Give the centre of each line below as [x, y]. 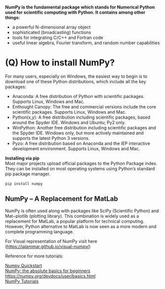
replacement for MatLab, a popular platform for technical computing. [75, 221]
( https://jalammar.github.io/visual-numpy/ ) [48, 246]
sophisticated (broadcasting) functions [51, 32]
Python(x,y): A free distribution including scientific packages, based [81, 117]
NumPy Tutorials [22, 281]
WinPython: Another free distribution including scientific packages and [84, 128]
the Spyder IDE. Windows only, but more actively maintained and [78, 133]
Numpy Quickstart [24, 265]
